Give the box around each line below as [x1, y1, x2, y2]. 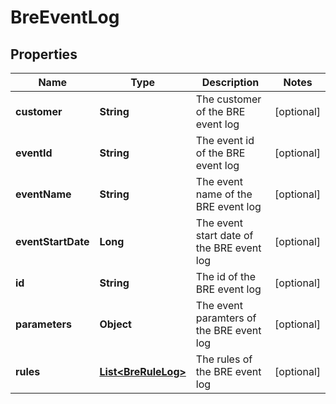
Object [99, 317, 132, 331]
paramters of [195, 311, 257, 325]
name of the [195, 187, 253, 201]
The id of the [195, 270, 257, 283]
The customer [195, 92, 262, 106]
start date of [195, 229, 254, 242]
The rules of [195, 352, 253, 366]
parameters [15, 317, 72, 331]
